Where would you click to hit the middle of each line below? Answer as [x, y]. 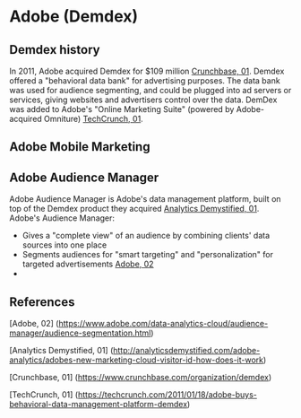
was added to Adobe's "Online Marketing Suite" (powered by [122, 109]
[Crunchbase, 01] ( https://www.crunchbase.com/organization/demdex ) [141, 378]
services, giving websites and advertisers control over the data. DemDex [143, 100]
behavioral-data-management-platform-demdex [99, 405]
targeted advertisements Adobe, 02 [88, 264]
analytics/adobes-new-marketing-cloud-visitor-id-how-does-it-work [137, 360]
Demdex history [55, 50]
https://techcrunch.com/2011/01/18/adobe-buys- [168, 395]
